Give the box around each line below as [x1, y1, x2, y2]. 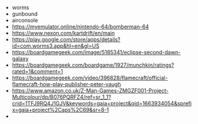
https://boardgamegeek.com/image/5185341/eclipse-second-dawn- [11, 49, 181, 55]
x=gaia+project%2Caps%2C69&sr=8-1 [11, 107, 109, 113]
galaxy [11, 55, 29, 62]
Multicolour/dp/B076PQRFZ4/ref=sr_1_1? [11, 93, 112, 101]
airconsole [11, 17, 38, 23]
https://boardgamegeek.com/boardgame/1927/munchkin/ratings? [11, 61, 175, 69]
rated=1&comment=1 [11, 68, 63, 75]
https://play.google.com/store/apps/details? [11, 36, 121, 43]
